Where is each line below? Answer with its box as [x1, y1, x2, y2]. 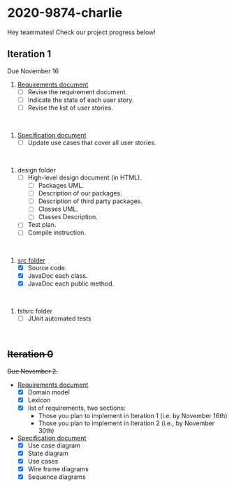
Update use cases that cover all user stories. [27, 138, 156, 147]
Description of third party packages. [38, 197, 143, 205]
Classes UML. [38, 205, 79, 214]
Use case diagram [27, 441, 80, 450]
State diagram [27, 449, 68, 457]
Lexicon [27, 396, 51, 404]
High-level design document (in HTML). [27, 173, 142, 182]
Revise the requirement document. [27, 87, 128, 96]
